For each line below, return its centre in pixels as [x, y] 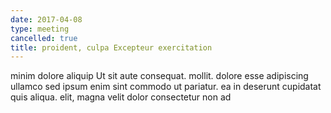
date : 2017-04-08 [46, 19]
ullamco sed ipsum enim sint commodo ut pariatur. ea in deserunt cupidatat [166, 87]
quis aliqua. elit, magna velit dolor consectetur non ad [121, 97]
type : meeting [40, 29]
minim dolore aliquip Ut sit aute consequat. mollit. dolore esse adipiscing [159, 76]
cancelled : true [44, 38]
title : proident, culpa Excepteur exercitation [111, 47]
